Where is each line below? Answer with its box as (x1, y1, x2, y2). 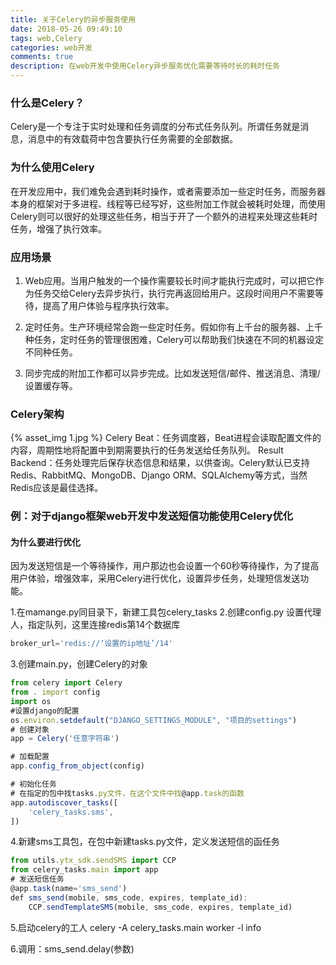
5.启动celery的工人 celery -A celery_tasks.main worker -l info (10, 921, 262, 933)
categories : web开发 (10, 42, 93, 53)
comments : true (10, 52, 74, 62)
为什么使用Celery (10, 161, 95, 175)
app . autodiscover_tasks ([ (10, 797, 118, 808)
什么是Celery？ (10, 96, 85, 110)
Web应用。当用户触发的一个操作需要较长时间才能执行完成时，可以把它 (24, 274, 316, 286)
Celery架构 (10, 407, 65, 421)
